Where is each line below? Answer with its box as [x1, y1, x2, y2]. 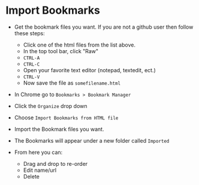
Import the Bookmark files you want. [14, 125, 104, 132]
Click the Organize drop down [14, 102, 88, 109]
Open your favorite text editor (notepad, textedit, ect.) [23, 66, 156, 73]
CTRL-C [23, 61, 40, 67]
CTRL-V [23, 74, 40, 80]
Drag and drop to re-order [23, 160, 88, 167]
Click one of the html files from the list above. [23, 41, 136, 48]
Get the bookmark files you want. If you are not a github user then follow [14, 23, 194, 30]
